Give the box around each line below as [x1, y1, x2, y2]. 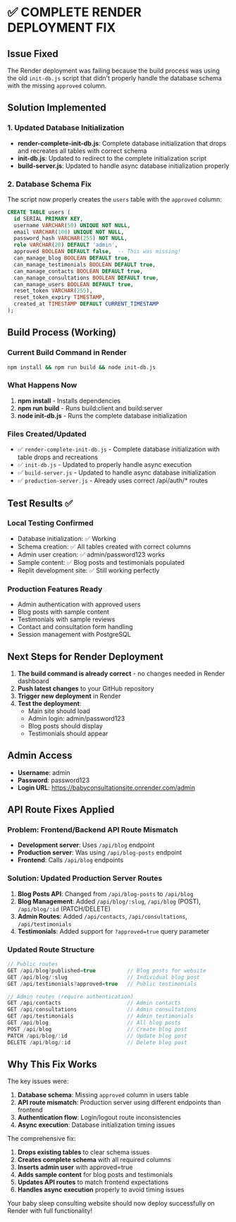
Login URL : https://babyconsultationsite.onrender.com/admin [17, 783, 196, 792]
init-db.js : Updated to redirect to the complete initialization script [17, 154, 206, 162]
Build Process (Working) [7, 326, 116, 338]
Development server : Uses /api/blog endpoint [17, 841, 155, 850]
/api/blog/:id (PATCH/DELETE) [17, 904, 111, 913]
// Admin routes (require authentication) [7, 993, 134, 1000]
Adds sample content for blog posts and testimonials [17, 1171, 173, 1179]
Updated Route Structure [7, 944, 95, 954]
